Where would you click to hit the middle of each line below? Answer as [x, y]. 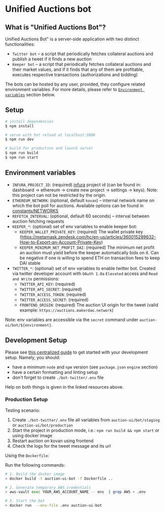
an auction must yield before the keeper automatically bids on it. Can [89, 252]
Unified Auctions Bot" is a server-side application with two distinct [72, 39]
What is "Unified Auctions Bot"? [55, 27]
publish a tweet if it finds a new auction [52, 59]
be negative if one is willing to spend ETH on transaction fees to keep [90, 258]
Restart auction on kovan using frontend [53, 441]
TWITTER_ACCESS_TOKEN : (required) [53, 294]
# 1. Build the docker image [35, 474]
